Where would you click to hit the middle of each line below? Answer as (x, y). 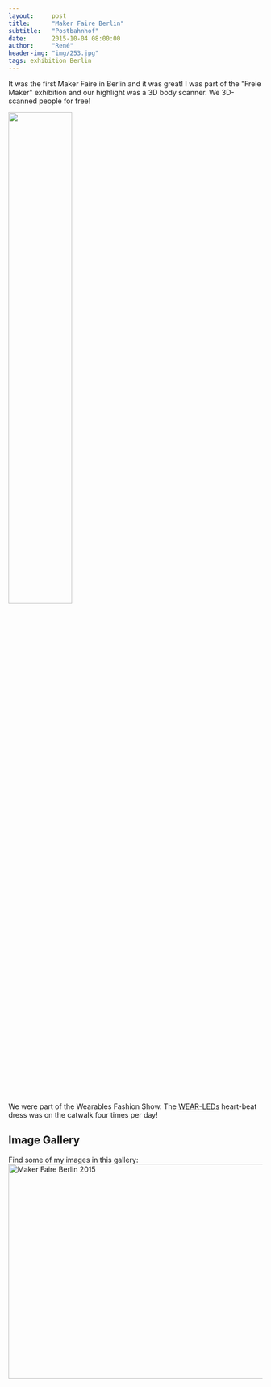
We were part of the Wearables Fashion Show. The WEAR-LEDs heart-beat (133, 1106)
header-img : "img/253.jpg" (54, 53)
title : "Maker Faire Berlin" (67, 23)
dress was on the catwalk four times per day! (83, 1114)
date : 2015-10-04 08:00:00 (65, 38)
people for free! (65, 101)
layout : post (38, 16)
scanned (23, 101)
